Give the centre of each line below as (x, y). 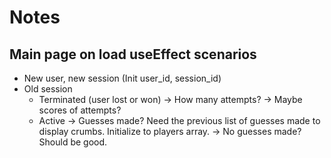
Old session (48, 89)
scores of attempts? (80, 110)
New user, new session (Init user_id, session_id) (122, 78)
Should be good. (73, 142)
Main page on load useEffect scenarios (133, 54)
